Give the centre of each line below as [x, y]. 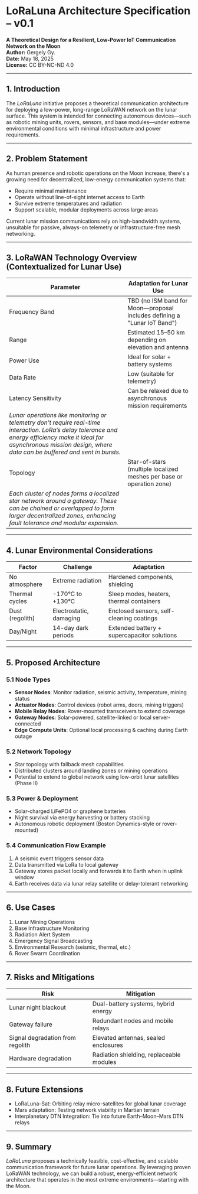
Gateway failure [31, 1024]
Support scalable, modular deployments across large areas [86, 209]
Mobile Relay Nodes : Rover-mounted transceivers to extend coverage [100, 711]
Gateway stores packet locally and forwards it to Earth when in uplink [99, 871]
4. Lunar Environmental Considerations [80, 550]
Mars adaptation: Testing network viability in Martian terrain [87, 1110]
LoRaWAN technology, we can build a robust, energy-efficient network [92, 1173]
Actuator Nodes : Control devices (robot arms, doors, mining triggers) [99, 705]
